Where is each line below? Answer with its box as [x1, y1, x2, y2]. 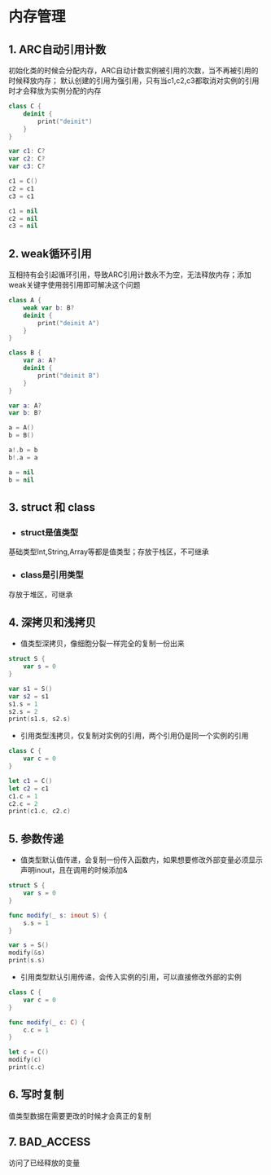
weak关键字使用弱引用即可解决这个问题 [8, 280, 141, 290]
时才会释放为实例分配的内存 [8, 86, 102, 95]
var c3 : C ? [8, 162, 46, 171]
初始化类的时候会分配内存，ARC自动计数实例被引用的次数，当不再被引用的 [8, 66, 259, 75]
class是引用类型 [20, 570, 84, 581]
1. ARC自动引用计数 [8, 42, 107, 56]
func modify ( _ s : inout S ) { [8, 911, 107, 919]
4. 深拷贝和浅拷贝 [8, 615, 96, 629]
